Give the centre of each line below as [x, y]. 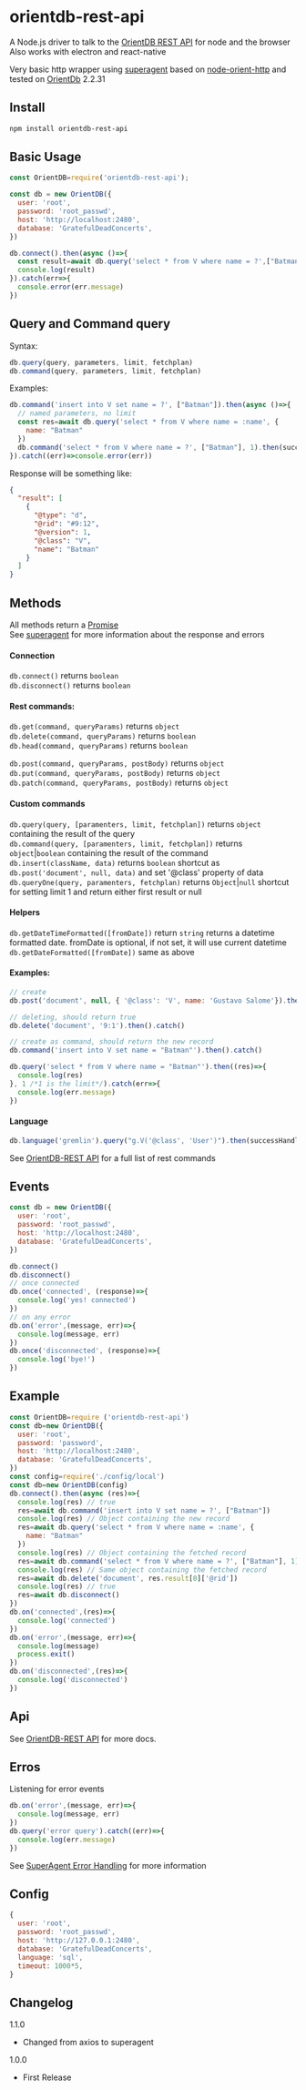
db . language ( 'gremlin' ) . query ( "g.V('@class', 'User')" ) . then [128, 1140]
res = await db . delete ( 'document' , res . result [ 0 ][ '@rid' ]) [128, 1578]
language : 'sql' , [51, 1957]
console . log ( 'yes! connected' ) [77, 1300]
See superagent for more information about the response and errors [137, 634]
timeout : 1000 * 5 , [51, 1966]
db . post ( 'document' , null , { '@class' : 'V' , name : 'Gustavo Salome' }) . [148, 1000]
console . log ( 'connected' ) [67, 1620]
